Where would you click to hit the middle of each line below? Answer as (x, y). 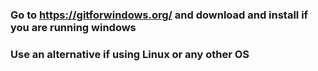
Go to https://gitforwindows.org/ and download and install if (159, 15)
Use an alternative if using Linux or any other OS (130, 54)
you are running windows (73, 27)
